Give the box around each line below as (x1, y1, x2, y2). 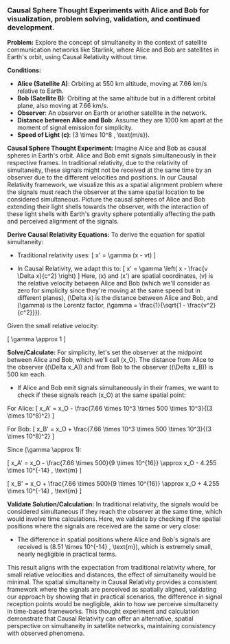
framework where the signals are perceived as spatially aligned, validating (7, 586, 217, 594)
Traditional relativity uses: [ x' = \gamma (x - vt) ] (16, 251, 157, 259)
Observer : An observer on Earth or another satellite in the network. (16, 109, 207, 117)
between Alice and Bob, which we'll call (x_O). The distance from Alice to (7, 356, 214, 364)
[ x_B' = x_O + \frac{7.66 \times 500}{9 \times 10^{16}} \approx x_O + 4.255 (7, 480, 220, 488)
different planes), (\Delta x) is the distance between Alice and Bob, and (16, 294, 218, 302)
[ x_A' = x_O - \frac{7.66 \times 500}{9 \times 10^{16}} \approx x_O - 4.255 (7, 459, 217, 467)
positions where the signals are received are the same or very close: (7, 522, 200, 530)
